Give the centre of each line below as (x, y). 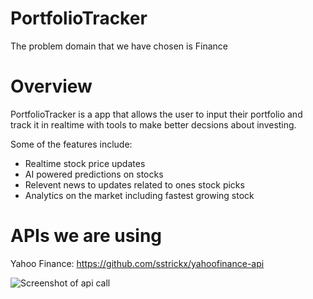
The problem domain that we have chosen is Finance (119, 46)
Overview (51, 86)
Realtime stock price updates (85, 163)
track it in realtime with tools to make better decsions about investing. (153, 124)
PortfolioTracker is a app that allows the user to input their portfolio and (156, 114)
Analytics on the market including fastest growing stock (139, 195)
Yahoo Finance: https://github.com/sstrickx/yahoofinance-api (137, 263)
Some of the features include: (71, 144)
